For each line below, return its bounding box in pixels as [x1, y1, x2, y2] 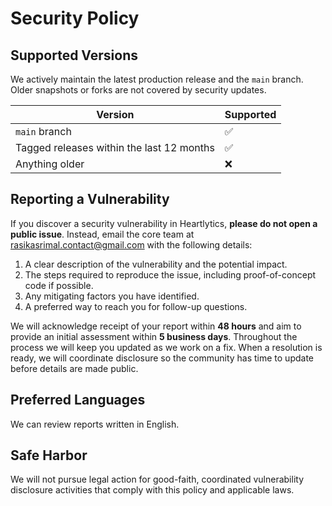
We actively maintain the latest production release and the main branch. [10, 73, 304, 85]
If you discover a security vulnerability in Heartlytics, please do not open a [10, 217, 318, 229]
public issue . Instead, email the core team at [10, 228, 195, 240]
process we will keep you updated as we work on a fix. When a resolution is [10, 341, 323, 353]
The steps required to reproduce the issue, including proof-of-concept [24, 268, 317, 281]
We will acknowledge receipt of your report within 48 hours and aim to [10, 320, 302, 332]
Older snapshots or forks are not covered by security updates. [10, 84, 267, 96]
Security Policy [10, 7, 140, 30]
